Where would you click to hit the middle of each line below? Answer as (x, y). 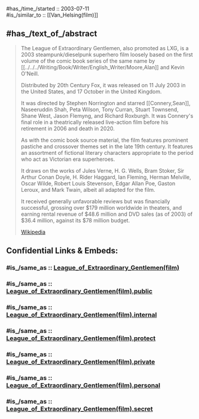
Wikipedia (33, 232)
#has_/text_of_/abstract (52, 34)
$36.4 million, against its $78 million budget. (75, 220)
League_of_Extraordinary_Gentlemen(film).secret (80, 409)
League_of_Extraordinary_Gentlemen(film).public (79, 291)
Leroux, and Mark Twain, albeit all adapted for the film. (88, 189)
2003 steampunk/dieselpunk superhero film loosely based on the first (107, 54)
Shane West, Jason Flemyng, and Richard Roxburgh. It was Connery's (107, 115)
